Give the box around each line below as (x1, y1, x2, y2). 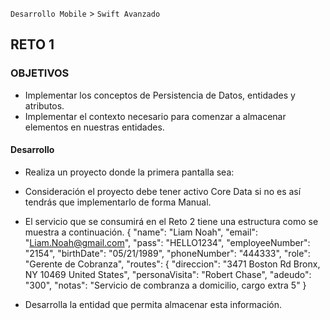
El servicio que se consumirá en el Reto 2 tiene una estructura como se (24, 215, 319, 227)
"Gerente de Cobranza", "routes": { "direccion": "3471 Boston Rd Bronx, (24, 258, 321, 270)
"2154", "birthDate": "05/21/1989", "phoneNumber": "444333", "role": (24, 247, 311, 259)
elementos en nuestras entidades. (24, 121, 165, 133)
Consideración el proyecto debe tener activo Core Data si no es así (24, 185, 302, 197)
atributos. (24, 99, 65, 112)
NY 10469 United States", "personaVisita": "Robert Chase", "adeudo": (24, 268, 312, 280)
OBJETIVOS (10, 66, 70, 80)
